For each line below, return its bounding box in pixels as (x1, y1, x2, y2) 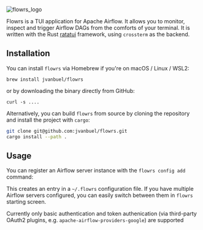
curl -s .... (6, 98, 40, 105)
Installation (6, 48, 50, 59)
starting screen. (6, 198, 47, 206)
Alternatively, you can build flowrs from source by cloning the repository (6, 109, 190, 117)
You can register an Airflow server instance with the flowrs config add (6, 167, 186, 174)
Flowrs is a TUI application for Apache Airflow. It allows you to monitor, (6, 18, 185, 24)
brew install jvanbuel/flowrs (6, 76, 84, 83)
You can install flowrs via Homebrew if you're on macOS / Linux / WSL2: (6, 64, 190, 72)
